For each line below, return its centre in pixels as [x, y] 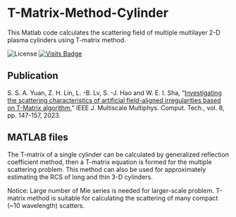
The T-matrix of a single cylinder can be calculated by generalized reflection [118, 154]
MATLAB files [38, 138]
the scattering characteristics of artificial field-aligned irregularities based [114, 100]
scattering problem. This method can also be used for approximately [107, 169]
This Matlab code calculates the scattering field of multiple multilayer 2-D [114, 32]
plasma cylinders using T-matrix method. [67, 39]
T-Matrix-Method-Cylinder [88, 13]
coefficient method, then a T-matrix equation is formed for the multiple [110, 162]
